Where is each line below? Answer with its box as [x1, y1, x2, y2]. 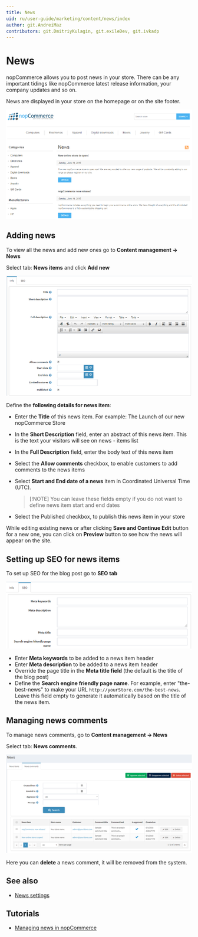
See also [6, 876, 38, 886]
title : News [6, 9, 35, 15]
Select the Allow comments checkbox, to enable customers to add [14, 460, 178, 467]
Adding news [6, 231, 56, 241]
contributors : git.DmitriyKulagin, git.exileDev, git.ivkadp [6, 28, 160, 34]
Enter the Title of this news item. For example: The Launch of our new [14, 413, 184, 420]
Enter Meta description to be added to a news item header [14, 661, 158, 668]
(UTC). [14, 484, 31, 491]
